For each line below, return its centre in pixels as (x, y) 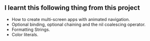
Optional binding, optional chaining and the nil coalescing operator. (79, 24)
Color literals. (25, 34)
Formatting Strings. (31, 29)
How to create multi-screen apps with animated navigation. (71, 19)
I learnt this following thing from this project (72, 8)
